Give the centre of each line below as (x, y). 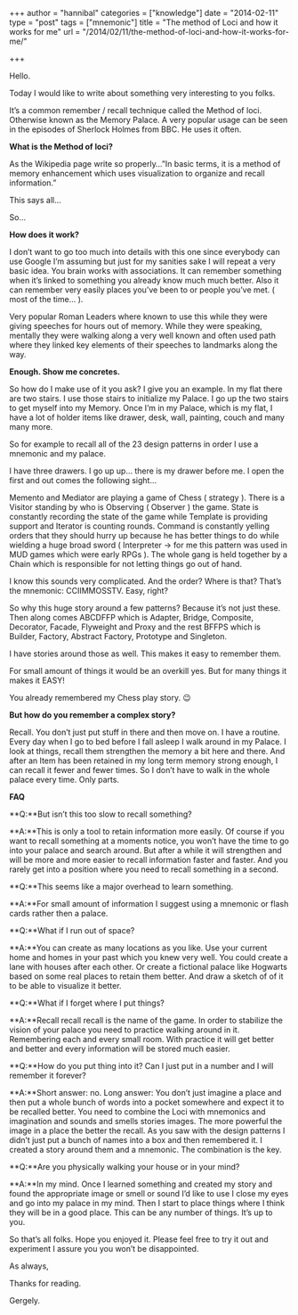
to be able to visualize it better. (65, 986)
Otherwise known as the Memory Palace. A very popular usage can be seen (149, 120)
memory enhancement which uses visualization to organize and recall (137, 173)
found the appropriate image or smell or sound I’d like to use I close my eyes (149, 1193)
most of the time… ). (46, 299)
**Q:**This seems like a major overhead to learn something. (121, 887)
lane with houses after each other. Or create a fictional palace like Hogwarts (148, 967)
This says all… (36, 200)
